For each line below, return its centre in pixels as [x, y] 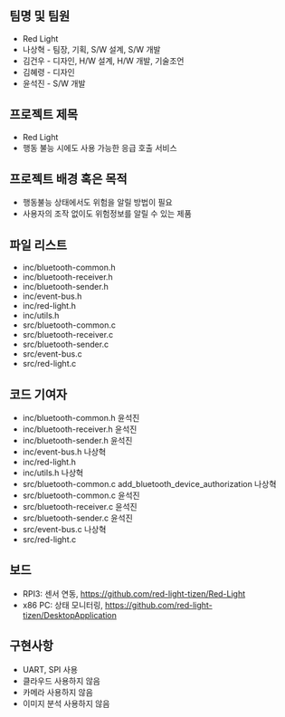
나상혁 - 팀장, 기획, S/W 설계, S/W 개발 [91, 49]
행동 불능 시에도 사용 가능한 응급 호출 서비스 [100, 148]
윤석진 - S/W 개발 [54, 83]
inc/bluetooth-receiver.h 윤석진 [80, 429]
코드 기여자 [38, 394]
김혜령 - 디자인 [48, 72]
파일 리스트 [38, 245]
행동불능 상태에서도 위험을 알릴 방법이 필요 [98, 203]
